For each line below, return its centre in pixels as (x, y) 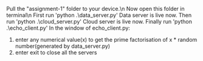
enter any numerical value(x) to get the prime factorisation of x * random (106, 40)
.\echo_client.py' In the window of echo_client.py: (68, 28)
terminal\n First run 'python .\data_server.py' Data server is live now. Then (99, 15)
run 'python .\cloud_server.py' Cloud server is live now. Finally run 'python (99, 21)
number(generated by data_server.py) (63, 46)
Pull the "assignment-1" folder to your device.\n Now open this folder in (95, 9)
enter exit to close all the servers (56, 53)
